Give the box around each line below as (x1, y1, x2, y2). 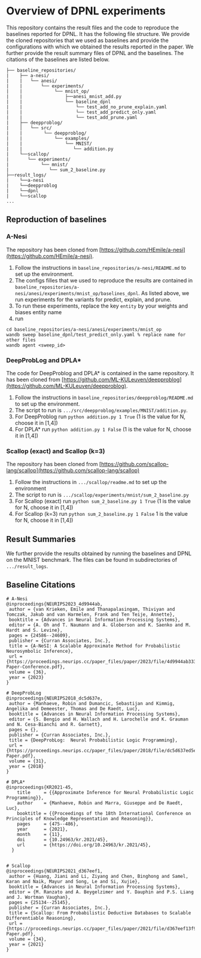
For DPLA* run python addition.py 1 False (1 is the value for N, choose (14, 425, 191, 433)
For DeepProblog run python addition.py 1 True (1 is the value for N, (14, 413, 185, 420)
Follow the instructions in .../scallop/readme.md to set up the (14, 479, 167, 486)
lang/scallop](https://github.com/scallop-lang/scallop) (6, 467, 140, 474)
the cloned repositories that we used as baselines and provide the (6, 37, 169, 44)
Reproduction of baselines (6, 214, 107, 225)
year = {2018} (8, 763, 44, 770)
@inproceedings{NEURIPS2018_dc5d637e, (6, 695, 103, 701)
